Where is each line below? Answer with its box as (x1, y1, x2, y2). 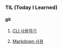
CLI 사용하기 (12, 28, 37, 34)
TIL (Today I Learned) (5, 4, 58, 11)
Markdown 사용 (12, 39, 44, 45)
